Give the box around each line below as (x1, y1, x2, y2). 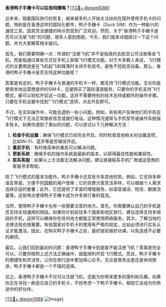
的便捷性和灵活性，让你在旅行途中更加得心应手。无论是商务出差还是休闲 (5, 257, 152, 263)
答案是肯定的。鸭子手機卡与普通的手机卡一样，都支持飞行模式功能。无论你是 (5, 80, 161, 86)
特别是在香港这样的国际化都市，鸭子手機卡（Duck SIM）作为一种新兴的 (13, 22, 159, 27)
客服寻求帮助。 (12, 163, 43, 169)
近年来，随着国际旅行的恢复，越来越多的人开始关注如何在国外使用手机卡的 (5, 15, 157, 21)
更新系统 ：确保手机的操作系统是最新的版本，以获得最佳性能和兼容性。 (12, 151, 156, 156)
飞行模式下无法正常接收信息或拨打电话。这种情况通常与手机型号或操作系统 (5, 115, 157, 121)
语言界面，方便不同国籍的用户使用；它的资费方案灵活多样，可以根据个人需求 (5, 180, 161, 186)
